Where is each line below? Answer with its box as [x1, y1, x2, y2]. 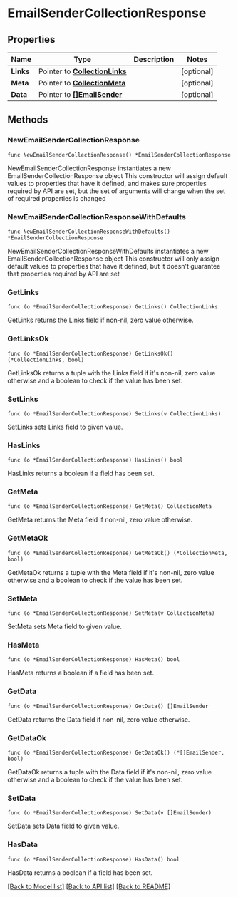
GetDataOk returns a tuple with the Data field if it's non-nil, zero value [7, 767, 212, 776]
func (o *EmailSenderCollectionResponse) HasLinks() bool [7, 457, 183, 464]
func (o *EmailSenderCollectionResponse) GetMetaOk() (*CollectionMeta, [7, 549, 228, 556]
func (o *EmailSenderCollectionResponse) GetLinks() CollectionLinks [7, 304, 219, 311]
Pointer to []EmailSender [38, 90, 123, 99]
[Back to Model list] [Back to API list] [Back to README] [7, 882, 171, 891]
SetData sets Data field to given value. [7, 821, 120, 831]
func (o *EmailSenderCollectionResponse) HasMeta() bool [7, 656, 180, 663]
